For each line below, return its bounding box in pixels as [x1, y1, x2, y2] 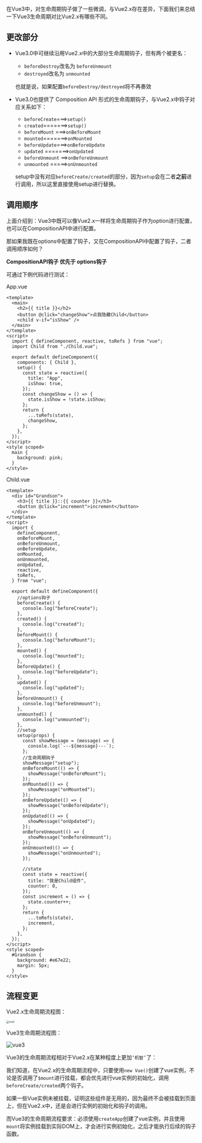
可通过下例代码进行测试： [6, 271, 70, 278]
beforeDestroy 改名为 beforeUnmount [24, 62, 112, 70]
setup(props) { [17, 732, 55, 739]
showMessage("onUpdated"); [28, 818, 96, 825]
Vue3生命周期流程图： [6, 1029, 62, 1036]
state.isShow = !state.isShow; [28, 396, 107, 403]
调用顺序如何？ [6, 245, 43, 252]
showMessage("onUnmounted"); [28, 850, 101, 856]
